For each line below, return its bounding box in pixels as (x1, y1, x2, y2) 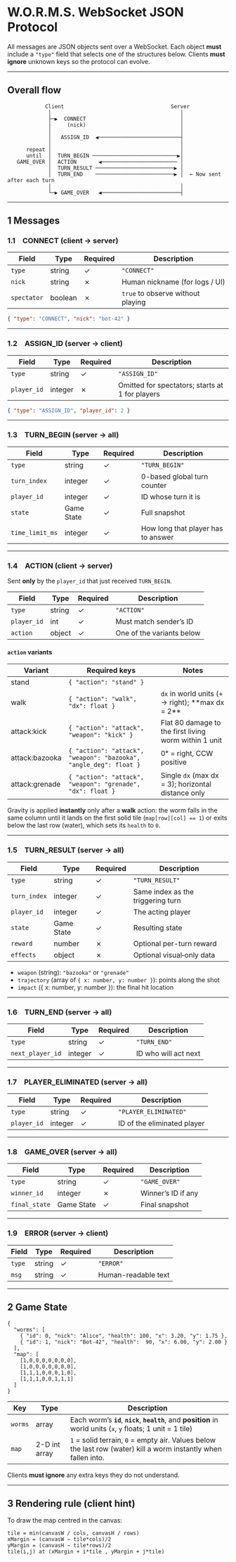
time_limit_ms (11, 529, 58, 536)
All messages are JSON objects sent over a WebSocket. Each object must (7, 42, 222, 51)
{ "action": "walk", (68, 695, 137, 703)
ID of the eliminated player (118, 1118, 205, 1128)
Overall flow (7, 84, 62, 96)
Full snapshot (140, 508, 185, 517)
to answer (140, 532, 174, 542)
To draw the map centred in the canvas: (7, 1516, 123, 1525)
